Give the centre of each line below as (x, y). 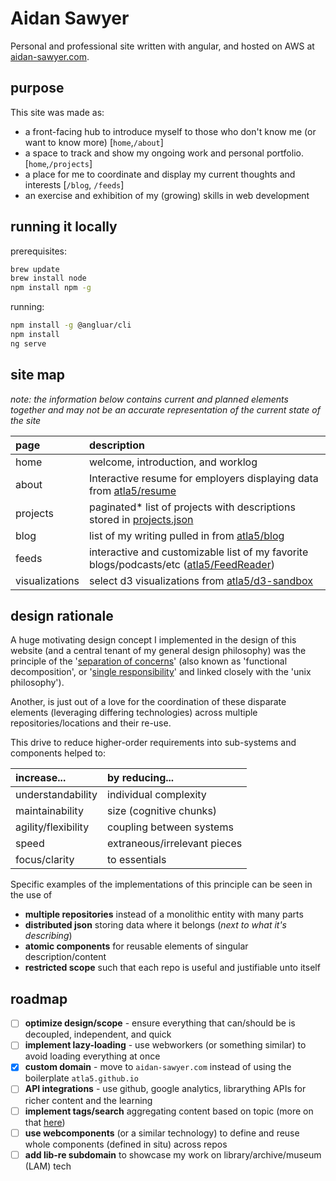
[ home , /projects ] (58, 163)
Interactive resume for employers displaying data (203, 478)
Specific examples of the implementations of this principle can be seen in (161, 884)
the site (26, 420)
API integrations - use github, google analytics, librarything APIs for (165, 1089)
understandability (56, 795)
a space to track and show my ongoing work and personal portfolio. (164, 153)
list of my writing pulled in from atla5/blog (186, 535)
